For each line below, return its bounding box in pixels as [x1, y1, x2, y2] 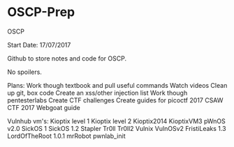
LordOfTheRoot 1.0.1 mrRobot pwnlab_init [7, 132, 126, 140]
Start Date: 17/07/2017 [7, 40, 71, 49]
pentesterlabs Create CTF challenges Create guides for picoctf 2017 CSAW [7, 95, 224, 105]
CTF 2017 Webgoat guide [7, 103, 80, 111]
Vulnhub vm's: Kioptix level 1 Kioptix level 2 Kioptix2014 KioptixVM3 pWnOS [7, 116, 226, 125]
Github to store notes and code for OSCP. [7, 54, 127, 63]
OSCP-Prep [7, 4, 75, 20]
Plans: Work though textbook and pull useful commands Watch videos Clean [7, 81, 228, 89]
